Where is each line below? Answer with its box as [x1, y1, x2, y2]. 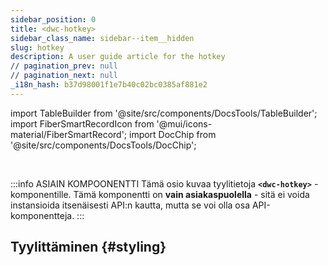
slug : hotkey [10, 42, 65, 53]
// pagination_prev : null [10, 61, 118, 71]
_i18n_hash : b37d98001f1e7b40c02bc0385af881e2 [10, 80, 208, 90]
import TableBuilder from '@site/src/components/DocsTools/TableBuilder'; [10, 107, 318, 119]
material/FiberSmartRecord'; [10, 128, 128, 140]
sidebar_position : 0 [10, 14, 97, 25]
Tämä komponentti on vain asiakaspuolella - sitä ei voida [73, 188, 310, 200]
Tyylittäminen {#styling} [10, 239, 167, 256]
